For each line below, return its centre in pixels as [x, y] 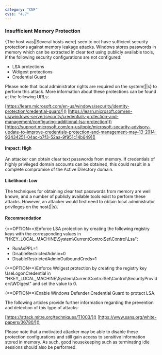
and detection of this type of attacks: [42, 308]
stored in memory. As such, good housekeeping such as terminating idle [77, 342]
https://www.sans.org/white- [128, 317]
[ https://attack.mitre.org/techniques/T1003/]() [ [52, 317]
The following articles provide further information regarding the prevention [79, 302]
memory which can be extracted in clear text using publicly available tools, [80, 52]
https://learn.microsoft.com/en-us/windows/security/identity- [68, 106]
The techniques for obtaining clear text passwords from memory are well [78, 191]
